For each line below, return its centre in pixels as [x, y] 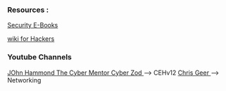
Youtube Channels [39, 57]
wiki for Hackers [31, 39]
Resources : [28, 10]
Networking [24, 80]
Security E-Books [33, 25]
